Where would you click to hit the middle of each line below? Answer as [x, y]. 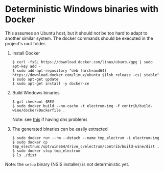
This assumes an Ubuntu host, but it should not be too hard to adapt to [76, 33]
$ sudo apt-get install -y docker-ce [51, 84]
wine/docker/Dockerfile [36, 110]
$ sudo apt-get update [35, 79]
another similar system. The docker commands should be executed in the [79, 38]
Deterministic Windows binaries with [82, 9]
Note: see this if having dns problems [50, 119]
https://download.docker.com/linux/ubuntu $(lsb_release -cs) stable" [86, 75]
